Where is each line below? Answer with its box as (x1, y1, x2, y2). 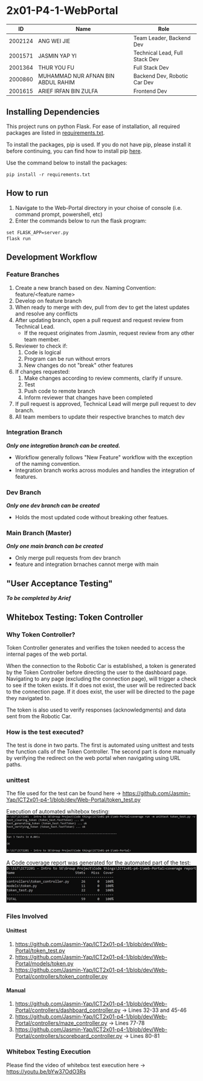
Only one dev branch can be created (6, 502, 100, 510)
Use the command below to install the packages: (6, 159, 128, 166)
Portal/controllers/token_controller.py (14, 973, 108, 980)
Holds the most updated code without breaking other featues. (14, 514, 169, 521)
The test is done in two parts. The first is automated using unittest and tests (6, 741, 195, 749)
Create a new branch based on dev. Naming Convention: (14, 284, 156, 291)
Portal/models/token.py (14, 960, 74, 968)
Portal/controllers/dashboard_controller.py (14, 1006, 121, 1014)
